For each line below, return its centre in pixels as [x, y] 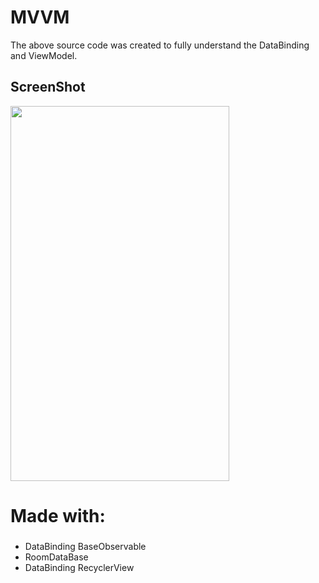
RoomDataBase [56, 557]
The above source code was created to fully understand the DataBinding [160, 45]
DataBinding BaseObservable [85, 546]
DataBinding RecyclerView [79, 567]
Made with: [58, 515]
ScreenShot [48, 87]
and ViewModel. [44, 55]
